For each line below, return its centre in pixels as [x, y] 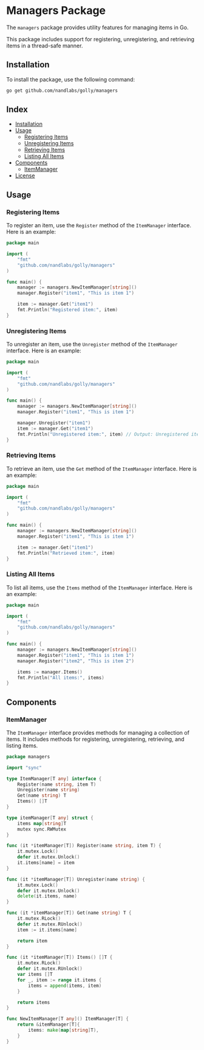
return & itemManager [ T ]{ [49, 1024]
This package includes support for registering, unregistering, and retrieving [100, 39]
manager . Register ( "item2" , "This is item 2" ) [76, 661]
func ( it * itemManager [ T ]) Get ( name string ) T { [69, 913]
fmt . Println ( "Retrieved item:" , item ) [66, 553]
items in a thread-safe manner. [45, 46]
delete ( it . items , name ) [47, 896]
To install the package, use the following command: [71, 79]
